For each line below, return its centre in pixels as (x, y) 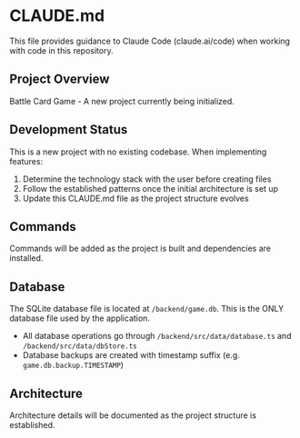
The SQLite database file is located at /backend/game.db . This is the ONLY (147, 309)
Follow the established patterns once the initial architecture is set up (150, 188)
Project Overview (60, 80)
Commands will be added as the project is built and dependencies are (140, 249)
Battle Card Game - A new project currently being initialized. (122, 101)
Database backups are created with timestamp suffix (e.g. (131, 355)
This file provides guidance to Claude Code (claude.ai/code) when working (150, 41)
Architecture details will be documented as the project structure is (133, 415)
